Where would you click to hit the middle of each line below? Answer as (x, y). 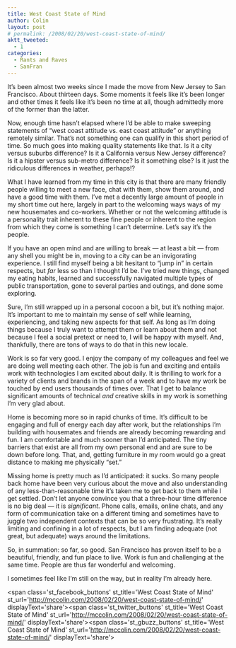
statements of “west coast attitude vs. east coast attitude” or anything (109, 130)
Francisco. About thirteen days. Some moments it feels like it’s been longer (116, 94)
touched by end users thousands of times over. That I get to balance (107, 388)
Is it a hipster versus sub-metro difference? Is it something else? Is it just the (118, 161)
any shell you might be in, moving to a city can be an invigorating (102, 255)
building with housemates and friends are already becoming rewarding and (117, 432)
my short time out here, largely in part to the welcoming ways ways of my (114, 204)
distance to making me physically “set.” (65, 462)
